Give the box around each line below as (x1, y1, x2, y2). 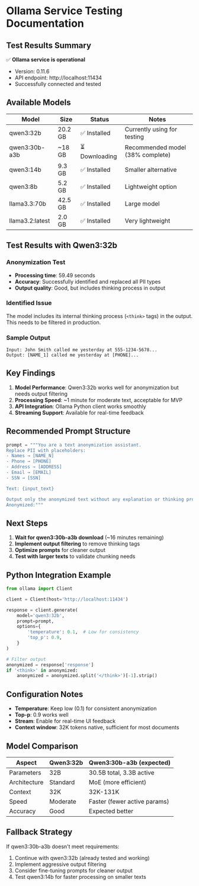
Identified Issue (6, 299, 52, 307)
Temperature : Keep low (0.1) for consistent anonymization (14, 705, 157, 712)
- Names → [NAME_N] (6, 453, 54, 459)
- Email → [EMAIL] (6, 470, 52, 476)
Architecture (9, 778, 44, 786)
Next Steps (6, 518, 48, 528)
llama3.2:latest (9, 216, 50, 224)
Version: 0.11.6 (14, 68, 50, 75)
